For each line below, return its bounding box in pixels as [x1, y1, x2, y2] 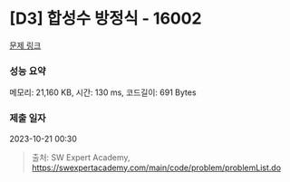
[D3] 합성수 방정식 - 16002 [9, 8, 202, 29]
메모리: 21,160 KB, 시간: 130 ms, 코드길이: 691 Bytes [9, 87, 197, 98]
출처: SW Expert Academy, [31, 151, 130, 163]
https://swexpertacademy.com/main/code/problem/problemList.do [31, 162, 282, 173]
